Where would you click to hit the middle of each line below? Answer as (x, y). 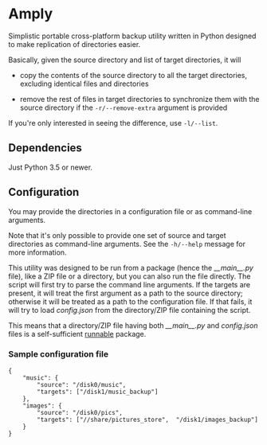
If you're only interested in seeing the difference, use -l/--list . (113, 123)
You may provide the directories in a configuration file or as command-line (130, 211)
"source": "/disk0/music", (82, 384)
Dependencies (45, 148)
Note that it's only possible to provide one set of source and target (117, 235)
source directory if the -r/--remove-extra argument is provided (124, 107)
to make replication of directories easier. (75, 44)
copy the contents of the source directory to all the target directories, (133, 75)
